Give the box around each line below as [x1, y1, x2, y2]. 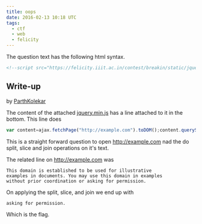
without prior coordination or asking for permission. [6, 178, 147, 184]
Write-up [6, 82, 41, 92]
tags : [6, 20, 20, 26]
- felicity [11, 37, 39, 43]
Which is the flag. [6, 211, 50, 218]
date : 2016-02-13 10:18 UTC [6, 14, 77, 20]
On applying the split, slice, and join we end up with [6, 189, 134, 196]
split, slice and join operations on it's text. [6, 144, 109, 151]
